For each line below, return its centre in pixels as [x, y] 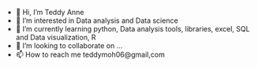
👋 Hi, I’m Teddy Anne [50, 12]
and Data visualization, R [56, 37]
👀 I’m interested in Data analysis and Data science [97, 20]
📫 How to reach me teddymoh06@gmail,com [90, 54]
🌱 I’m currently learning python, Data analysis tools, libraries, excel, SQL [133, 29]
